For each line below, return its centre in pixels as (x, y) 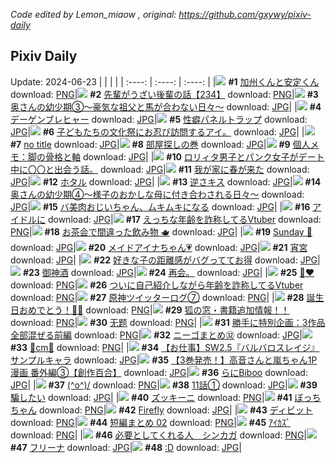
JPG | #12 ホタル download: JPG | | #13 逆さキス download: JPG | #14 (166, 181)
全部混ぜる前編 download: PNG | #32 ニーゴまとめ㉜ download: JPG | (156, 335)
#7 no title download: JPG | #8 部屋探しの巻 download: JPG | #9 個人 (160, 144)
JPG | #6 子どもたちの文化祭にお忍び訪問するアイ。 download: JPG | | (157, 131)
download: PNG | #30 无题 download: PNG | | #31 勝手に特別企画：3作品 (168, 322)
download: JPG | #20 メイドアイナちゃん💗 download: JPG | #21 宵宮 (159, 247)
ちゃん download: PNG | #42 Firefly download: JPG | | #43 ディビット (161, 410)
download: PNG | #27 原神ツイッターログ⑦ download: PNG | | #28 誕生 (167, 297)
